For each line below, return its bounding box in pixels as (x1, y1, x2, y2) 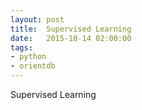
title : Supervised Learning (10, 24, 132, 34)
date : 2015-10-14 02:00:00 (10, 33, 132, 43)
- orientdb (10, 61, 56, 71)
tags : (10, 42, 33, 53)
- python (10, 52, 47, 62)
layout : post (10, 14, 65, 25)
